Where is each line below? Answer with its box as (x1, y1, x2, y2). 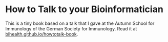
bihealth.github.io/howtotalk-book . (5, 31, 78, 37)
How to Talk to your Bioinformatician (5, 4, 164, 15)
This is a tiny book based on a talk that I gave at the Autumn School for (5, 20, 155, 26)
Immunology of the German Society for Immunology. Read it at (5, 25, 137, 31)
